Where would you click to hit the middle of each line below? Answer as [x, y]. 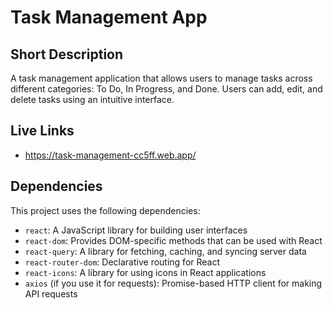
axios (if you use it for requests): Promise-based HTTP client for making [173, 283]
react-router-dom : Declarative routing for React [122, 262]
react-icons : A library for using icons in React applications [145, 272]
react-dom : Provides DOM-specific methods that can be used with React [173, 240]
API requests [51, 293]
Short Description [67, 54]
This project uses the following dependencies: [105, 210]
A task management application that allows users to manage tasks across [161, 78]
